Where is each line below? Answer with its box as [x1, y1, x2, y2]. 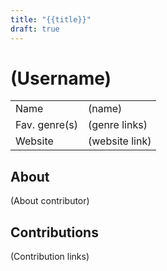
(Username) [10, 67, 112, 90]
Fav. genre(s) [15, 118, 79, 132]
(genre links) [88, 118, 148, 132]
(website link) [88, 134, 152, 148]
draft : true [10, 24, 60, 34]
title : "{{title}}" [10, 14, 92, 25]
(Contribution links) [10, 251, 90, 263]
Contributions [10, 224, 99, 241]
